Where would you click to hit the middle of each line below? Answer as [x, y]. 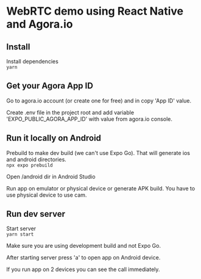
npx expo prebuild [30, 165]
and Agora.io [40, 24]
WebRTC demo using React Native [95, 11]
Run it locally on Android [54, 138]
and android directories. [37, 159]
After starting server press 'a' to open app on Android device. [83, 258]
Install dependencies [33, 61]
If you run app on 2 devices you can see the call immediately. [83, 269]
